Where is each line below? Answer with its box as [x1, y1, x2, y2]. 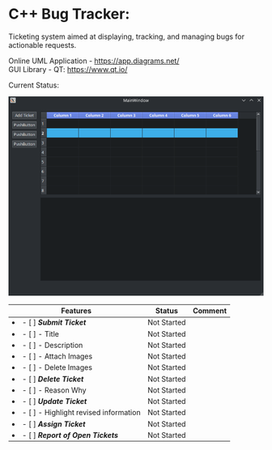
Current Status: [8, 80, 59, 90]
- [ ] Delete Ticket [22, 374, 84, 384]
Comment [193, 306, 227, 316]
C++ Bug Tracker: [8, 5, 130, 23]
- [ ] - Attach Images [22, 351, 93, 361]
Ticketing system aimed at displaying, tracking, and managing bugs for [8, 32, 245, 41]
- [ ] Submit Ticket [22, 317, 87, 328]
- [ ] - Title [22, 329, 59, 338]
